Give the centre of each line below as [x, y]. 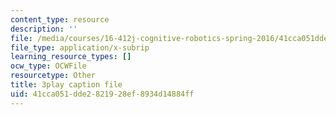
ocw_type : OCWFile [48, 66]
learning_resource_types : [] [71, 57]
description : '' [44, 29]
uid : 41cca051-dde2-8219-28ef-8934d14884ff [102, 94]
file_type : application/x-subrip [80, 47]
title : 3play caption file [66, 85]
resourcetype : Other [53, 76]
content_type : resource [60, 19]
